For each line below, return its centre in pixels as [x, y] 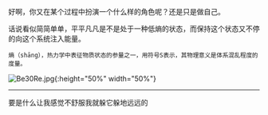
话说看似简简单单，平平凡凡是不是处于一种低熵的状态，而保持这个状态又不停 [134, 29]
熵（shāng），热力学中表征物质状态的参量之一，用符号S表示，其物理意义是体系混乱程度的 [133, 55]
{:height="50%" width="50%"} [106, 79]
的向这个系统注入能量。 [47, 39]
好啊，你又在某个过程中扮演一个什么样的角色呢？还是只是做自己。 [116, 12]
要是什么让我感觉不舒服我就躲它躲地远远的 [78, 103]
